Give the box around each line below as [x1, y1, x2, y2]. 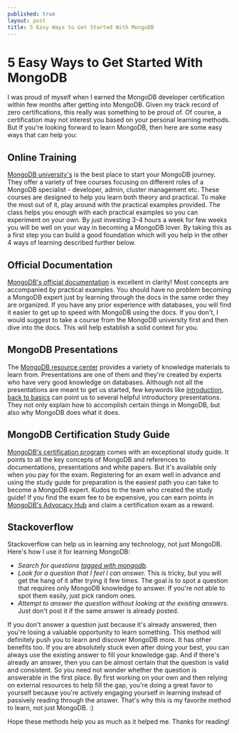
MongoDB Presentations [7, 344, 119, 356]
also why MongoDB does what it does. [7, 408, 120, 416]
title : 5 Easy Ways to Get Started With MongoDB [7, 23, 154, 31]
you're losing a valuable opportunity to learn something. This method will [7, 628, 221, 637]
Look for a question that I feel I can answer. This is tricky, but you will [17, 569, 222, 577]
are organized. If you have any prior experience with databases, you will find [7, 300, 232, 309]
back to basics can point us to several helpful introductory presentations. [7, 393, 222, 401]
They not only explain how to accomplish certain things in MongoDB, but [7, 400, 221, 409]
